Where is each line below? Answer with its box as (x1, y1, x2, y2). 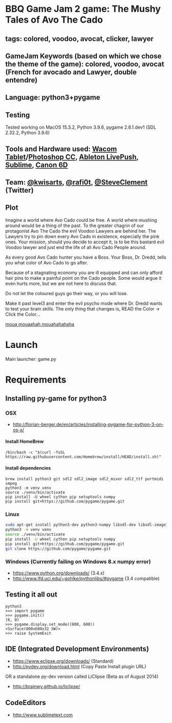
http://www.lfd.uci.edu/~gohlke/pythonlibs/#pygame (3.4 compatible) (12, 575, 160, 582)
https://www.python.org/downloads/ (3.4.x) (12, 570, 105, 576)
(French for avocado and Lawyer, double (5, 68, 137, 76)
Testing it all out (5, 590, 57, 599)
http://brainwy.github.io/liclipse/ (12, 684, 80, 690)
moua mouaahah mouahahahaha (5, 321, 75, 327)
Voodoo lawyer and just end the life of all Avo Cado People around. (5, 244, 147, 250)
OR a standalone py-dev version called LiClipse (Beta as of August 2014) (5, 673, 159, 679)
